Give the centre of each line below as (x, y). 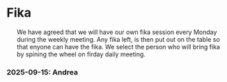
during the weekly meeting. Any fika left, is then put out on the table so (118, 39)
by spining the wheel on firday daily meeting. (81, 54)
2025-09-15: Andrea (42, 72)
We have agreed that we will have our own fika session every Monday (117, 32)
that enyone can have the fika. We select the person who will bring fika (118, 47)
